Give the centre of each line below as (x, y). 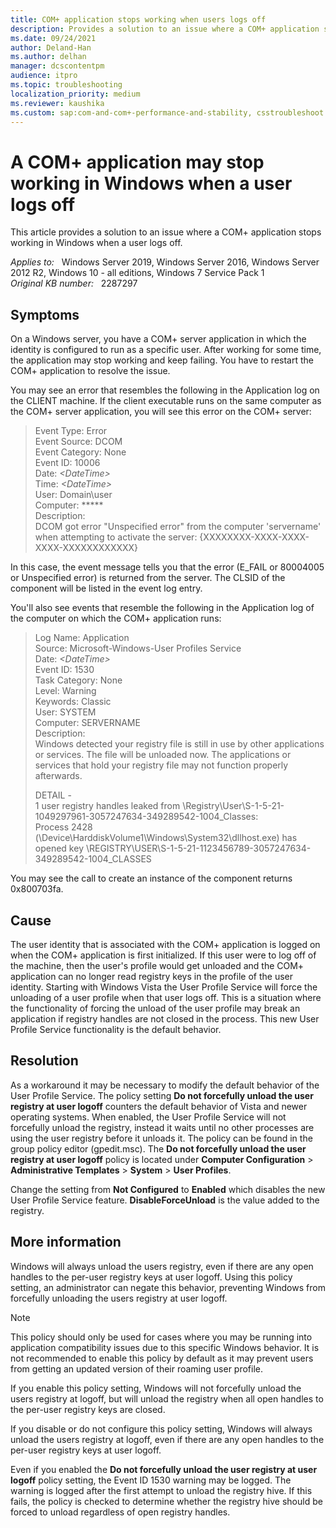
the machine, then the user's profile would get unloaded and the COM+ (157, 965)
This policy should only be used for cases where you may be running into (161, 1337)
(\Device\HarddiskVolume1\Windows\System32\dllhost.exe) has (166, 838)
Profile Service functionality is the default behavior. (116, 1029)
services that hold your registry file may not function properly (161, 765)
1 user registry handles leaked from (107, 806)
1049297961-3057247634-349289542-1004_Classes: (146, 817)
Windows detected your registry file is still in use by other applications (179, 744)
